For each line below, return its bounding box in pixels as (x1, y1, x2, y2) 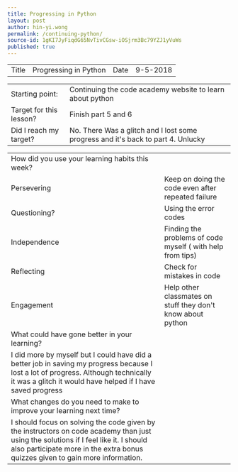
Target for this (11, 105, 58, 114)
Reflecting (11, 267, 45, 276)
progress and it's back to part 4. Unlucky (69, 134, 205, 144)
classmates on (164, 292, 212, 301)
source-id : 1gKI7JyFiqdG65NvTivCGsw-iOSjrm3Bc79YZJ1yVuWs (7, 37, 182, 44)
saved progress (11, 385, 63, 395)
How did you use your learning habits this (11, 154, 149, 163)
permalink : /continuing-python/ (7, 30, 103, 38)
